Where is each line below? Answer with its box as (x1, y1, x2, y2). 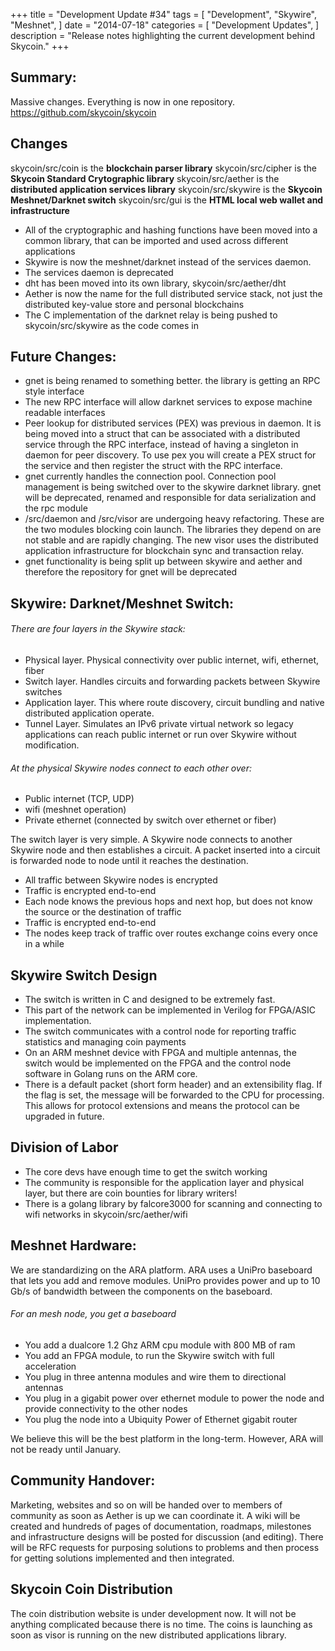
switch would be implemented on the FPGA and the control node (24, 1057, 292, 1069)
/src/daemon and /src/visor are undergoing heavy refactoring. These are (24, 513, 325, 525)
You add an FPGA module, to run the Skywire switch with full (24, 1349, 275, 1361)
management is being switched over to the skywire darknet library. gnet (24, 481, 322, 493)
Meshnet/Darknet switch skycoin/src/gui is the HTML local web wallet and (10, 194, 324, 206)
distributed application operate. (24, 707, 155, 719)
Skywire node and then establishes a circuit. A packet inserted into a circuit (10, 844, 321, 856)
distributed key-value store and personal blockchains (24, 298, 245, 310)
